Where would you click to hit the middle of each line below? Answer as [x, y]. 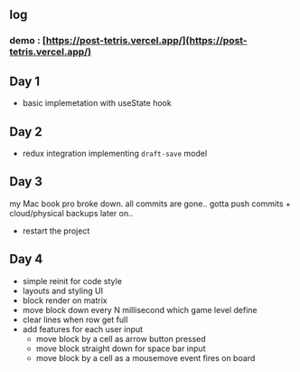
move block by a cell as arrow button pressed [121, 339]
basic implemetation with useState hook [97, 103]
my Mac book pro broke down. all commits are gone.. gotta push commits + [150, 204]
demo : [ [28, 41]
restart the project [56, 231]
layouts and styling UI [63, 291]
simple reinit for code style [72, 281]
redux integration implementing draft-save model [115, 153]
